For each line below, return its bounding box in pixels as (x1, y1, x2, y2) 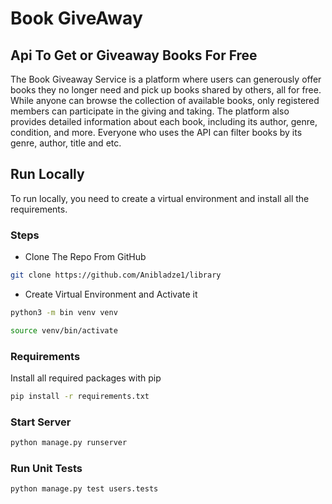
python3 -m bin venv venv (10, 307, 118, 317)
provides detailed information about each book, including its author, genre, (10, 116, 318, 127)
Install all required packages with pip (10, 372, 162, 384)
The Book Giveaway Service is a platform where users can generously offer (10, 73, 322, 85)
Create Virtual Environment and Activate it (24, 288, 198, 300)
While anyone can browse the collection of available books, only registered (10, 95, 320, 106)
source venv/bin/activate (10, 325, 118, 336)
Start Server (10, 415, 72, 429)
